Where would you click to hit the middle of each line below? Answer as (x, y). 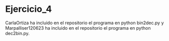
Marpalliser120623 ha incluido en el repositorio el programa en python (78, 28)
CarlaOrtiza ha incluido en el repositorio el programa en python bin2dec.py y (84, 23)
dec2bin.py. (18, 33)
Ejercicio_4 (28, 9)
